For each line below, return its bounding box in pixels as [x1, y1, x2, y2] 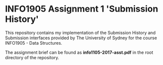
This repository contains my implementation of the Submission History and [5, 30, 156, 35]
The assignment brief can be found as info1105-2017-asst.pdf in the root [5, 49, 153, 55]
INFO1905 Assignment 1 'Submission [5, 3, 158, 15]
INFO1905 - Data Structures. [5, 40, 63, 46]
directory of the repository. [5, 54, 60, 60]
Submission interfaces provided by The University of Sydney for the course [5, 35, 158, 41]
